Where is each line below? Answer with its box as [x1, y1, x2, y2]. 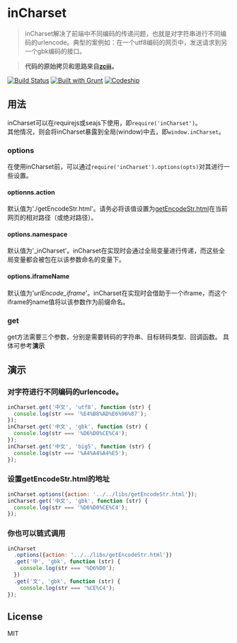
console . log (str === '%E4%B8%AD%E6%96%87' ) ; [13, 410, 147, 417]
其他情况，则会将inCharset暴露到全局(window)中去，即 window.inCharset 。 [7, 127, 225, 136]
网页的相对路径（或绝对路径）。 [7, 214, 98, 222]
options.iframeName [7, 272, 70, 281]
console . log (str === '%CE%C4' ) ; [20, 584, 115, 591]
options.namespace [7, 230, 68, 238]
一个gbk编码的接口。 [24, 47, 86, 55]
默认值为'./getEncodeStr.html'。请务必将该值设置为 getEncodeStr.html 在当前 [7, 204, 228, 213]
